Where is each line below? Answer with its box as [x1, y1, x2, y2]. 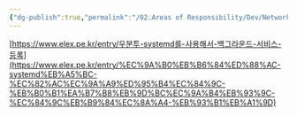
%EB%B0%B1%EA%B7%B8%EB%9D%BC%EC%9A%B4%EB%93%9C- [9, 88, 276, 98]
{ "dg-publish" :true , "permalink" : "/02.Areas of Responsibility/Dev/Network [9, 12, 291, 22]
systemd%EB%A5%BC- [9, 68, 97, 80]
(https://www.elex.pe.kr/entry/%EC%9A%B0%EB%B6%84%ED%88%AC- [9, 59, 281, 70]
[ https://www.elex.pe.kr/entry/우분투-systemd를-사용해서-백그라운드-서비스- [9, 38, 282, 49]
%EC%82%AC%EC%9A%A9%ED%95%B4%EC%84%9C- [9, 78, 225, 89]
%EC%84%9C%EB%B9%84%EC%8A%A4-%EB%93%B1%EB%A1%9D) [9, 97, 277, 107]
